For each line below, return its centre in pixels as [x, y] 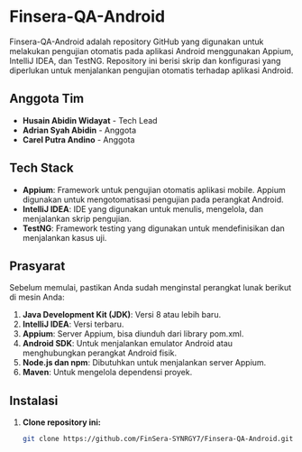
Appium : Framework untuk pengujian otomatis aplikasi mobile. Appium [154, 189]
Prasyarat [37, 266]
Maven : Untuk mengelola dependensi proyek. [107, 373]
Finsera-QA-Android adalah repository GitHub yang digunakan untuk [137, 42]
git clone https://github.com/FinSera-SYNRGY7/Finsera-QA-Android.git [158, 439]
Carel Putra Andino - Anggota [78, 139]
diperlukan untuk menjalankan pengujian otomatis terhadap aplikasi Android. [151, 70]
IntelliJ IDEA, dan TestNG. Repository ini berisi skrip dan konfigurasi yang [145, 60]
